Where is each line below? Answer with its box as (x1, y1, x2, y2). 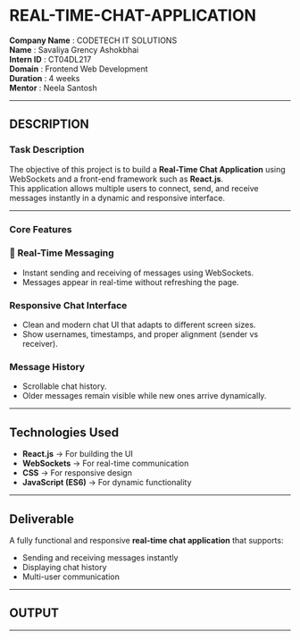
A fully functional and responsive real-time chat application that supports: (9, 535, 284, 546)
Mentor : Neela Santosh (9, 82, 97, 93)
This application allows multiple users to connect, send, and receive (9, 182, 259, 193)
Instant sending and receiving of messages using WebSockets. (21, 267, 254, 278)
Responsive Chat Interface (9, 299, 128, 311)
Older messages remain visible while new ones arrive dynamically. (21, 391, 267, 401)
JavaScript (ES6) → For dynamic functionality (21, 477, 192, 488)
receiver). (21, 339, 58, 349)
